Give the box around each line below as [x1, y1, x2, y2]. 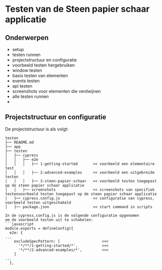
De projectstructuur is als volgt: [5, 126, 69, 132]
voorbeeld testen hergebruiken [12, 62, 75, 68]
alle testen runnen [12, 93, 49, 99]
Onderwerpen [5, 33, 49, 42]
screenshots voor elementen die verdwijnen [12, 89, 101, 94]
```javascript [5, 221, 34, 227]
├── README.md [5, 140, 34, 145]
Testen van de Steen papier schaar [5, 3, 150, 15]
